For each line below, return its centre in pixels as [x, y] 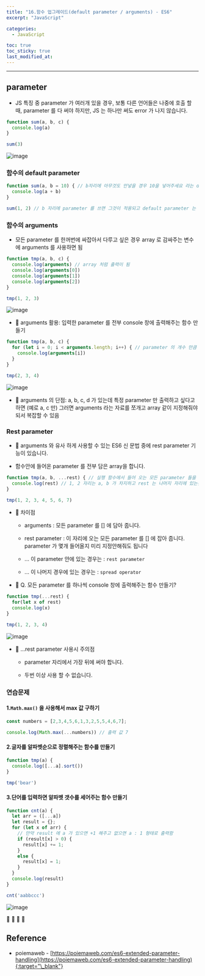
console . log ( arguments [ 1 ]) [46, 276]
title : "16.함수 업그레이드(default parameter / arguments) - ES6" [89, 12]
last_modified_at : [30, 57]
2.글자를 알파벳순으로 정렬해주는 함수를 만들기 [61, 747]
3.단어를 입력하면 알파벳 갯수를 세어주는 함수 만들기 [67, 797]
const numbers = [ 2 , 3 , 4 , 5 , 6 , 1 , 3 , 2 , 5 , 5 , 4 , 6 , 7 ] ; [67, 721]
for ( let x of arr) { [39, 828]
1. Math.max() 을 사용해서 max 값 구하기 [53, 708]
